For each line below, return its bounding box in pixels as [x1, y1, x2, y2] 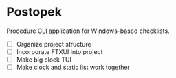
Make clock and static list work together [16, 63, 130, 72]
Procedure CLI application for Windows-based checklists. [6, 27, 170, 35]
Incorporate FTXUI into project [16, 48, 103, 55]
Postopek [6, 4, 63, 20]
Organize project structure [16, 40, 91, 48]
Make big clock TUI [16, 55, 71, 64]
